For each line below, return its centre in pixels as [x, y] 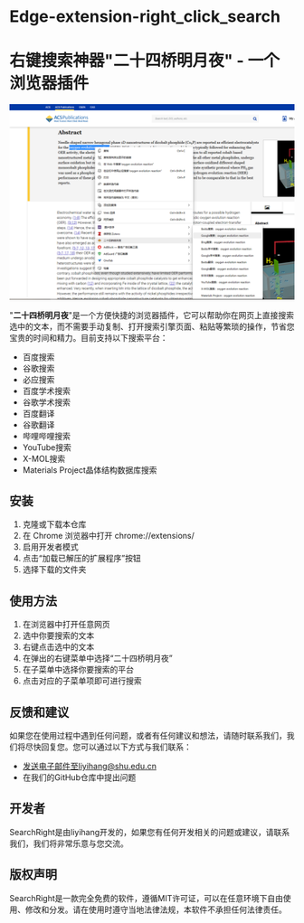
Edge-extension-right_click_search [145, 17]
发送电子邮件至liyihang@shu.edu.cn [89, 767]
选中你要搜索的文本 [58, 636]
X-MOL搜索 [44, 458]
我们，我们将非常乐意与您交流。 [69, 843]
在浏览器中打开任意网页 [66, 625]
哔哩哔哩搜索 [46, 436]
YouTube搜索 [47, 447]
